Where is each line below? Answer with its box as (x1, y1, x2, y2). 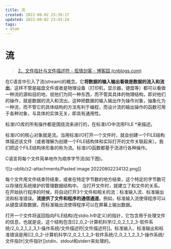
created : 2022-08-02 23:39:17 (5, 12, 70, 17)
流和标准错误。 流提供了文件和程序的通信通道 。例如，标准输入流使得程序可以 (5, 196, 166, 202)
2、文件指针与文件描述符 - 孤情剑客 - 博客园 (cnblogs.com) (17, 68, 142, 74)
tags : (5, 21, 17, 27)
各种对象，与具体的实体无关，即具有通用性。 (9, 110, 103, 117)
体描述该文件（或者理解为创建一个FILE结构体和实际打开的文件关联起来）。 (5, 139, 159, 145)
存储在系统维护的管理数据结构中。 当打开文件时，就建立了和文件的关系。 (9, 183, 163, 189)
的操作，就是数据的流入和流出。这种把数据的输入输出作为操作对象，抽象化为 (5, 98, 166, 104)
